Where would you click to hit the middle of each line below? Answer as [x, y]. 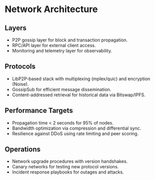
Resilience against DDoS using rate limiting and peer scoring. [75, 133]
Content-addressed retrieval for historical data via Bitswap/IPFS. [79, 95]
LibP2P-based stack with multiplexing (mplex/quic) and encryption [81, 79]
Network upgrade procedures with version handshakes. [70, 161]
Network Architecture [51, 9]
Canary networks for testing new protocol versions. [65, 167]
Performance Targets [39, 111]
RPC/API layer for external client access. [54, 45]
